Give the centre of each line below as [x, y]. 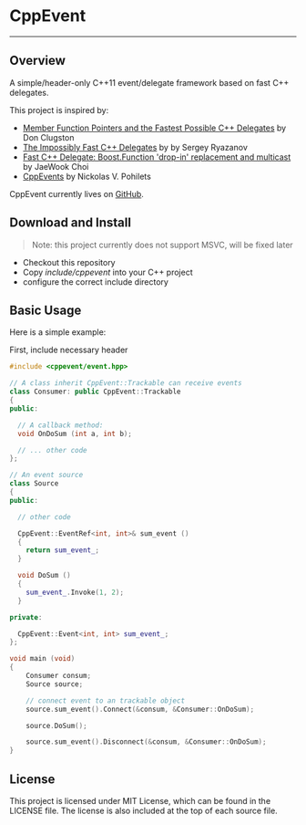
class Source [34, 484]
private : [26, 617]
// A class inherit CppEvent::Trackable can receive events [126, 383]
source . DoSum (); [57, 726]
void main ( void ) [42, 659]
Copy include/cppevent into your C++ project [107, 272]
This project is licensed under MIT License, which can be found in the [140, 800]
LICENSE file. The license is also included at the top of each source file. [143, 810]
